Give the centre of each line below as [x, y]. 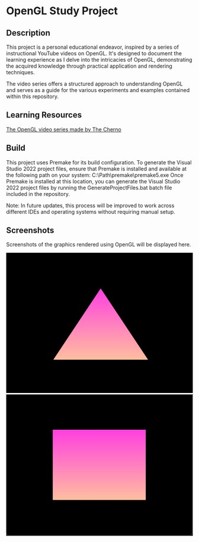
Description [28, 33]
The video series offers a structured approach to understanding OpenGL [95, 84]
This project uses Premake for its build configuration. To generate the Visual [99, 162]
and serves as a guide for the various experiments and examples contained [98, 90]
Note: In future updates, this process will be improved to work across [90, 205]
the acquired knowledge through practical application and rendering [89, 66]
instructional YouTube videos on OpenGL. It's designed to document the [94, 53]
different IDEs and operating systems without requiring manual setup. [91, 211]
